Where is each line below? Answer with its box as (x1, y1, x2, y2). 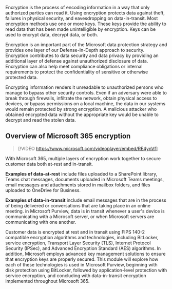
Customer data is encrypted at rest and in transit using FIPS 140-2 (5, 228, 145, 235)
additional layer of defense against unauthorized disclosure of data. (5, 58, 148, 64)
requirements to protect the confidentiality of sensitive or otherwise (5, 69, 148, 75)
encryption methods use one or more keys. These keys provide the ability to (5, 21, 167, 27)
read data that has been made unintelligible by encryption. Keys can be (5, 26, 156, 32)
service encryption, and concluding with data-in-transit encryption (5, 272, 146, 279)
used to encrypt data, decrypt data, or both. (5, 32, 99, 37)
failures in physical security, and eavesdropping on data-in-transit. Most (5, 15, 158, 21)
